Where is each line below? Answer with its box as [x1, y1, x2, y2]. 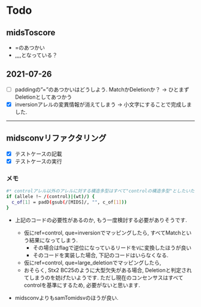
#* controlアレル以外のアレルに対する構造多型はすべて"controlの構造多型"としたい [6, 188, 190, 194]
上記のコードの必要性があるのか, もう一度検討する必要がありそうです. [14, 216, 187, 223]
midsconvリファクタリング [6, 133, 106, 144]
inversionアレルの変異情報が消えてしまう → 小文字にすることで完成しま [14, 101, 192, 108]
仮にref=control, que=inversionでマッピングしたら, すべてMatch [23, 229, 181, 236]
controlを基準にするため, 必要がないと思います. [23, 281, 141, 288]
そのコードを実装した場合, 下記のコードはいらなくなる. [32, 251, 169, 259]
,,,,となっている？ [14, 51, 58, 59]
